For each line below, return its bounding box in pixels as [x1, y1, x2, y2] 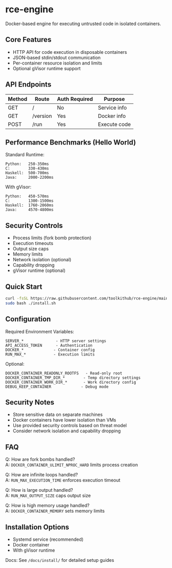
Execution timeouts [12, 240, 54, 246]
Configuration [5, 315, 51, 324]
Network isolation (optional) [12, 257, 72, 263]
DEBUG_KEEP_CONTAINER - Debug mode [5, 384, 109, 389]
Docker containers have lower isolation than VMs [12, 417, 116, 423]
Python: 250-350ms [5, 161, 50, 167]
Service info [98, 104, 127, 111]
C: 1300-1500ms [5, 198, 54, 203]
